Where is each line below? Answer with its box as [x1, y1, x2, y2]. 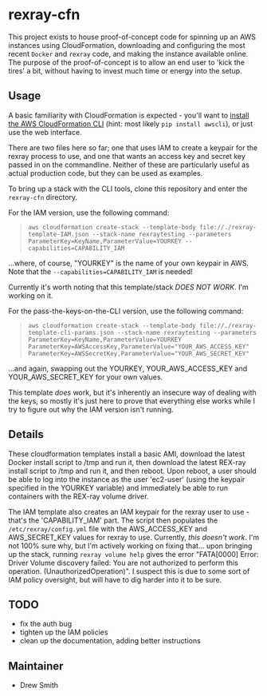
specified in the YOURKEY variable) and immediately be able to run [8, 483, 229, 492]
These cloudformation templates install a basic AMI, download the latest [8, 449, 245, 459]
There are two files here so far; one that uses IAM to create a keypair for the [8, 142, 258, 153]
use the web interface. [8, 127, 82, 137]
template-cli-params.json [27, 328, 114, 336]
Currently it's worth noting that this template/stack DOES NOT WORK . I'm [8, 282, 249, 292]
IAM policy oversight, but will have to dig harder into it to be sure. [8, 575, 222, 584]
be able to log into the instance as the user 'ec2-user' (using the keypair [8, 474, 245, 484]
